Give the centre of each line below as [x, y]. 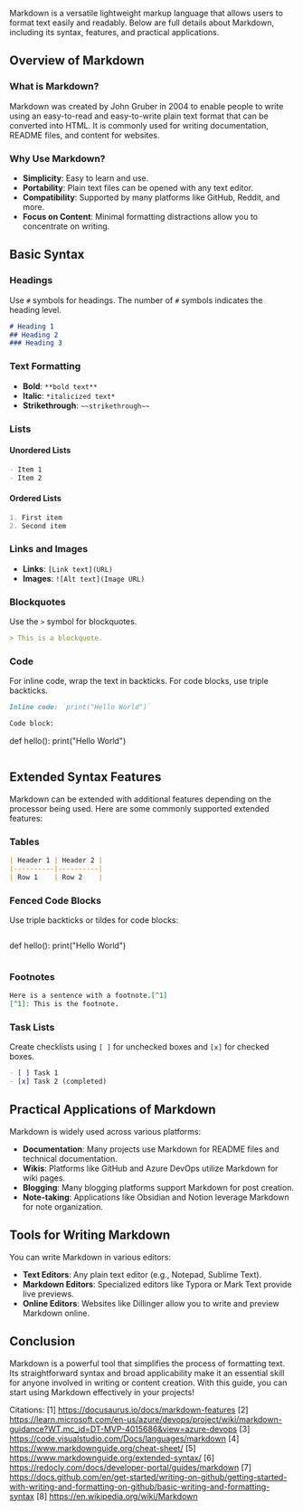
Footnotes [33, 976]
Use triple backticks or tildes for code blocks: [94, 920]
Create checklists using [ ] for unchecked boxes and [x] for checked [139, 1047]
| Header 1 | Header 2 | [56, 860]
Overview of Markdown [77, 61]
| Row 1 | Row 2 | [56, 877]
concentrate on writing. [66, 226]
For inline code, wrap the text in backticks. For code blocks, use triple [139, 681]
